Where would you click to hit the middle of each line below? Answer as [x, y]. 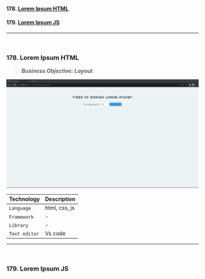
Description [60, 199]
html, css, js [60, 208]
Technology [24, 199]
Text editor [24, 234]
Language [20, 208]
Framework [21, 217]
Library [19, 225]
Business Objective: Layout [57, 71]
